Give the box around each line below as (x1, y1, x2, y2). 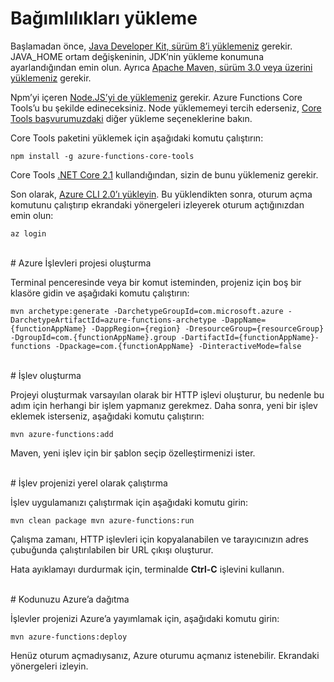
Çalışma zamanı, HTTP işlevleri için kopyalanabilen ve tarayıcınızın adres (10, 533, 309, 545)
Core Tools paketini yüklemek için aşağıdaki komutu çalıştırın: (10, 132, 264, 144)
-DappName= (220, 315, 267, 325)
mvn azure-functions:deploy (10, 632, 128, 642)
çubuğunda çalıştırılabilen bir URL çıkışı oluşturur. (10, 543, 214, 556)
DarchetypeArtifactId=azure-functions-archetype (10, 315, 217, 325)
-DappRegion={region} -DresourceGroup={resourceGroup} (90, 323, 325, 334)
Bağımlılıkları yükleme (10, 7, 198, 30)
